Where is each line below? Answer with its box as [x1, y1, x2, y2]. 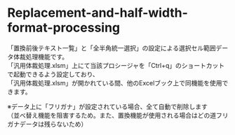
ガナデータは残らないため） [7, 120, 88, 128]
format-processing [7, 20, 121, 36]
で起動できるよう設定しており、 [7, 70, 100, 78]
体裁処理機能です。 [13, 52, 69, 61]
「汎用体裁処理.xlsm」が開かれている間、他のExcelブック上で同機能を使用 [7, 78, 222, 87]
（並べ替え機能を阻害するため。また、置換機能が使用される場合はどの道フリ [7, 111, 229, 120]
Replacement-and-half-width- [7, 5, 188, 21]
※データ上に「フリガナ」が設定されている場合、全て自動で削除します [7, 102, 208, 111]
